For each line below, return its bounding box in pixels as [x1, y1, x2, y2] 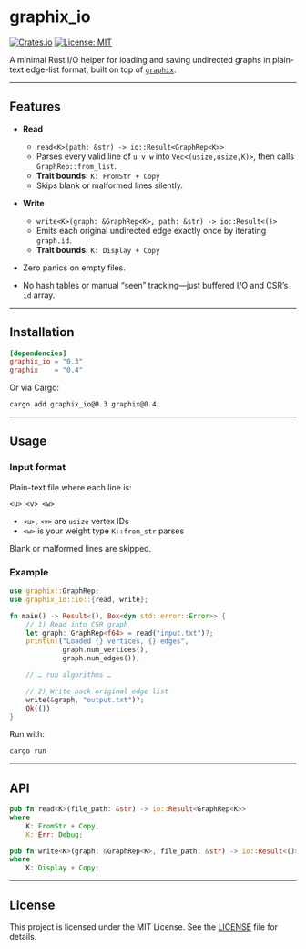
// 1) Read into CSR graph [25, 619, 128, 629]
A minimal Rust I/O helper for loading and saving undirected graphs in [9, 54, 270, 65]
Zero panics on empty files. [22, 262, 126, 273]
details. [9, 932, 37, 943]
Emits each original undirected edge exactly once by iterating [36, 225, 267, 236]
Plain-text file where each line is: [9, 481, 132, 492]
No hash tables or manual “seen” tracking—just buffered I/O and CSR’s [22, 279, 289, 290]
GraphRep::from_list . [36, 160, 117, 171]
